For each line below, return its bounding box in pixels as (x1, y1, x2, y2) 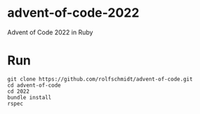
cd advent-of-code (7, 82, 61, 89)
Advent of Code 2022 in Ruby (7, 28, 93, 36)
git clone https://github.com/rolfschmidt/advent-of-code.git (7, 76, 193, 83)
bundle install (7, 94, 52, 101)
